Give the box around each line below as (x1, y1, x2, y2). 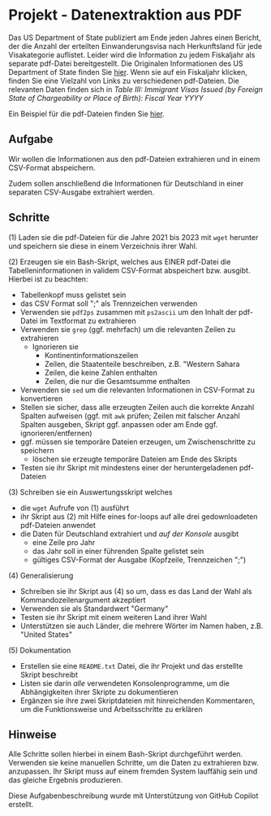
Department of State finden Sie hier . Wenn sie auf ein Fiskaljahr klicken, (8, 67, 247, 76)
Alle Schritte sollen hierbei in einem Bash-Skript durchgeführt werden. (8, 749, 243, 759)
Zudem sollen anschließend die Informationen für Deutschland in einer (8, 178, 244, 188)
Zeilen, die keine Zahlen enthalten (44, 368, 158, 377)
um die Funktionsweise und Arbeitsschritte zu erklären (19, 704, 203, 713)
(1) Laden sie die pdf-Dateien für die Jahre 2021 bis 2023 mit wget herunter (8, 232, 259, 242)
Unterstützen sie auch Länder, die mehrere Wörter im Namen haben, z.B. (19, 621, 264, 631)
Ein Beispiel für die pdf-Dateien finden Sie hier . (8, 108, 165, 119)
